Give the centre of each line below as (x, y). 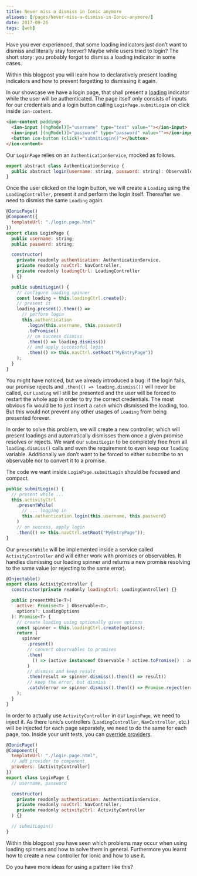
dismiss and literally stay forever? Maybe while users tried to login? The (92, 51)
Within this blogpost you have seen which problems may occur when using (97, 843)
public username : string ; (43, 239)
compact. (18, 478)
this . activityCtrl (34, 500)
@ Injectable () (23, 579)
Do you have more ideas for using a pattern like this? (70, 867)
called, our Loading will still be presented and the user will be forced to (91, 393)
